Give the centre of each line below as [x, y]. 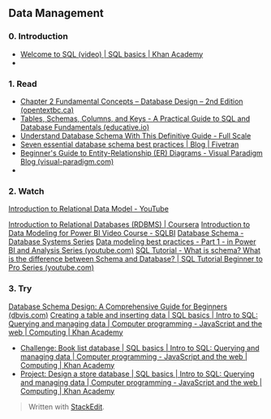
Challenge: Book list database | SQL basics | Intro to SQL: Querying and [140, 348]
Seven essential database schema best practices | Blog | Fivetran [129, 144]
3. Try [20, 289]
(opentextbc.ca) [47, 109]
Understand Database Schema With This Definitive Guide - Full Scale [135, 135]
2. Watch [26, 191]
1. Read [23, 83]
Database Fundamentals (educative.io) [85, 127]
